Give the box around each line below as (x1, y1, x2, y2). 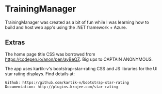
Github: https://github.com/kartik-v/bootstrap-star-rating (5, 80, 130, 85)
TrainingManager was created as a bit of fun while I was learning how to (5, 19, 149, 25)
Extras (5, 39, 25, 47)
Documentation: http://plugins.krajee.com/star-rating (5, 84, 118, 89)
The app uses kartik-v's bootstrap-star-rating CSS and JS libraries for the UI (5, 66, 158, 71)
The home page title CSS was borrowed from (5, 51, 96, 57)
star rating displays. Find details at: (5, 71, 75, 77)
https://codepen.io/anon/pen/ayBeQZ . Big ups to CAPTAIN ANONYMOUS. (5, 56, 153, 62)
